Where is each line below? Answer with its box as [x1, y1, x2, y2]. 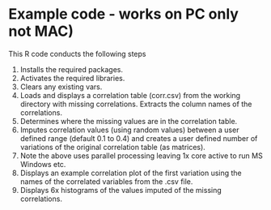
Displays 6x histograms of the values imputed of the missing [19, 185, 222, 195]
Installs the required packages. [19, 64, 124, 74]
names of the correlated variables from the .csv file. [19, 176, 193, 186]
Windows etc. [19, 159, 66, 169]
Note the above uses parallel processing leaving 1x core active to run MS [19, 151, 263, 161]
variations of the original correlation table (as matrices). [19, 142, 206, 152]
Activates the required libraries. [19, 73, 125, 83]
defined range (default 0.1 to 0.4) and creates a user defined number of [19, 133, 258, 143]
